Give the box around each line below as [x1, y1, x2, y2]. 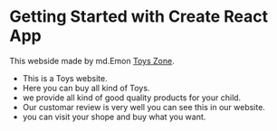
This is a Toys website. [22, 72, 108, 83]
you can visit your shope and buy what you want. [22, 111, 206, 122]
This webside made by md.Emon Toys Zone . [9, 55, 175, 66]
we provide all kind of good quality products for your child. [22, 92, 242, 103]
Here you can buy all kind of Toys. [22, 82, 150, 93]
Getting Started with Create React [9, 6, 269, 27]
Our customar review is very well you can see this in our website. [22, 101, 265, 112]
